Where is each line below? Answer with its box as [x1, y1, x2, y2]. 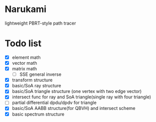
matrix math [12, 66, 37, 71]
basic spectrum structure [12, 111, 65, 117]
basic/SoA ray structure [12, 83, 61, 89]
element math [12, 54, 41, 60]
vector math [12, 60, 37, 66]
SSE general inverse [19, 71, 61, 77]
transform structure [12, 77, 53, 83]
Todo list [5, 38, 42, 49]
